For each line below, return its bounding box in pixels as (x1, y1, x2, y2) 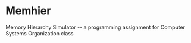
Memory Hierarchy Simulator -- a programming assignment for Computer (5, 24, 186, 31)
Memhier (5, 4, 51, 18)
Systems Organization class (5, 29, 74, 37)
